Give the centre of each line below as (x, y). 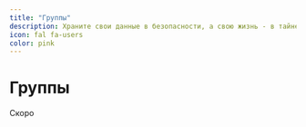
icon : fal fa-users (46, 34)
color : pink (32, 43)
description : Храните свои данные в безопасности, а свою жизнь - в (142, 26)
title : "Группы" (40, 18)
